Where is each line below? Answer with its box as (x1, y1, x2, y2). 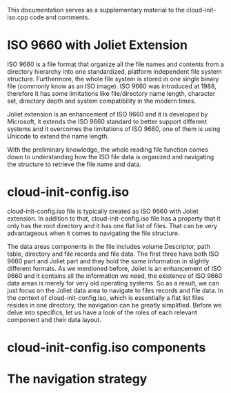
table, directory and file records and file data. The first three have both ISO (7, 250, 219, 258)
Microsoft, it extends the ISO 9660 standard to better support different (7, 117, 207, 125)
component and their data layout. (7, 315, 101, 323)
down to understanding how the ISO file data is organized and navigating (7, 152, 214, 161)
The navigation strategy (7, 372, 148, 387)
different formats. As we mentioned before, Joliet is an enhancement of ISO (7, 264, 222, 272)
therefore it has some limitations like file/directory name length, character (7, 89, 216, 97)
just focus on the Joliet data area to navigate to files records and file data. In (7, 286, 223, 294)
